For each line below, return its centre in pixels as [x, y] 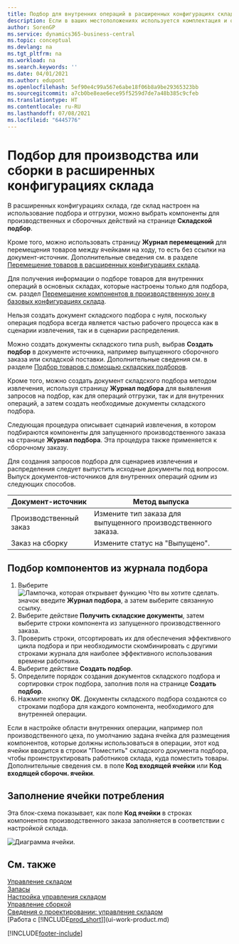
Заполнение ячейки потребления [86, 796]
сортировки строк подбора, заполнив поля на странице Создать [117, 684]
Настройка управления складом [57, 897]
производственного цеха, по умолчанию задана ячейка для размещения [118, 736]
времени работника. [49, 661]
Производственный [45, 518]
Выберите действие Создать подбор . [75, 669]
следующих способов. [42, 484]
